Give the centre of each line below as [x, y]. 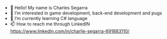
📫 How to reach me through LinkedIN [50, 24]
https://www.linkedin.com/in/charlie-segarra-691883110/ [70, 31]
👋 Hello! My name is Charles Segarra [49, 8]
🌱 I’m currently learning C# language [49, 18]
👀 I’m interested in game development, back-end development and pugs [86, 13]
